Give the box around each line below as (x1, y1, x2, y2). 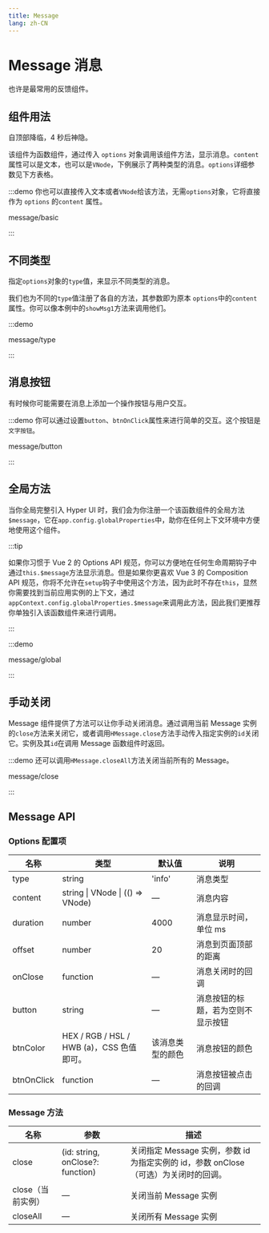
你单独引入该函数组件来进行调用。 (8, 607, 121, 617)
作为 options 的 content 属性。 (8, 197, 107, 207)
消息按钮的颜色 (195, 1043, 253, 1054)
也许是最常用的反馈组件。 (8, 84, 93, 94)
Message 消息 (8, 56, 102, 75)
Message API (8, 810, 76, 824)
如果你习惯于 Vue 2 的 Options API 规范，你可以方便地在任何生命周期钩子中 (8, 558, 257, 567)
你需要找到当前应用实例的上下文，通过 (8, 587, 134, 597)
